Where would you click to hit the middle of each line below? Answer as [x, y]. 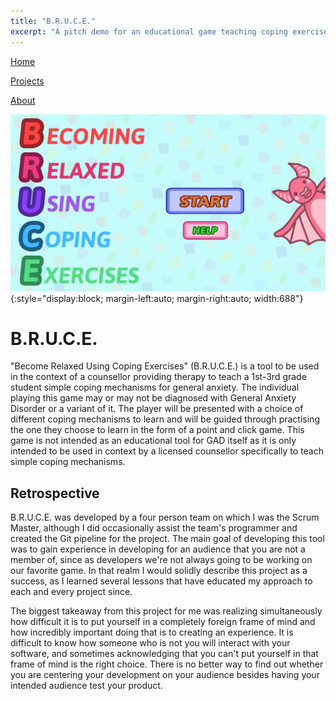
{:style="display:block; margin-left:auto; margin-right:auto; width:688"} [157, 298]
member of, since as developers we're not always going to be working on [161, 560]
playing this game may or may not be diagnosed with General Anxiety [153, 398]
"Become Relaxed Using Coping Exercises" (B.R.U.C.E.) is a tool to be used [165, 366]
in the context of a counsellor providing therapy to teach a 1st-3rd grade [158, 377]
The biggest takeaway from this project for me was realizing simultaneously [166, 611]
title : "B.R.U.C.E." [53, 21]
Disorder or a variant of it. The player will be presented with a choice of [157, 409]
